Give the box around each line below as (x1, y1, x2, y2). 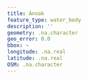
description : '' (7, 23, 54, 30)
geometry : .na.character (7, 29, 78, 36)
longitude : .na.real (7, 49, 67, 56)
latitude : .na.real (7, 55, 63, 62)
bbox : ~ (7, 42, 30, 49)
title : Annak (7, 10, 45, 17)
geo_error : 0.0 (7, 36, 51, 43)
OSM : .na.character (7, 61, 63, 68)
